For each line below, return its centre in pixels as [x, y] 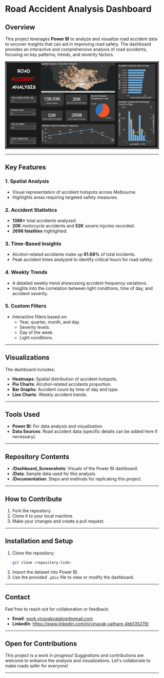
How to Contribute [34, 499]
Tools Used [22, 414]
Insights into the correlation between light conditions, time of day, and [82, 288]
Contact [18, 597]
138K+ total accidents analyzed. [44, 220]
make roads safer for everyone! [37, 666]
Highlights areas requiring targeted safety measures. [65, 197]
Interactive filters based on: [40, 317]
